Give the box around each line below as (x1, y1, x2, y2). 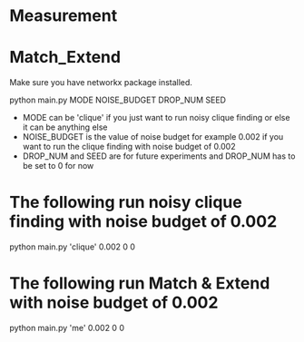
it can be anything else (22, 122, 108, 132)
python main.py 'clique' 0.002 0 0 (9, 241, 136, 252)
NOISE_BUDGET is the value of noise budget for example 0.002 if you (22, 132, 284, 142)
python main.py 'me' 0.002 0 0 (9, 323, 125, 333)
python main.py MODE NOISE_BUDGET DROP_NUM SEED (9, 94, 227, 105)
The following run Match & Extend (9, 273, 270, 294)
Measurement (9, 5, 118, 26)
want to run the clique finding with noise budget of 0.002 (22, 142, 236, 152)
